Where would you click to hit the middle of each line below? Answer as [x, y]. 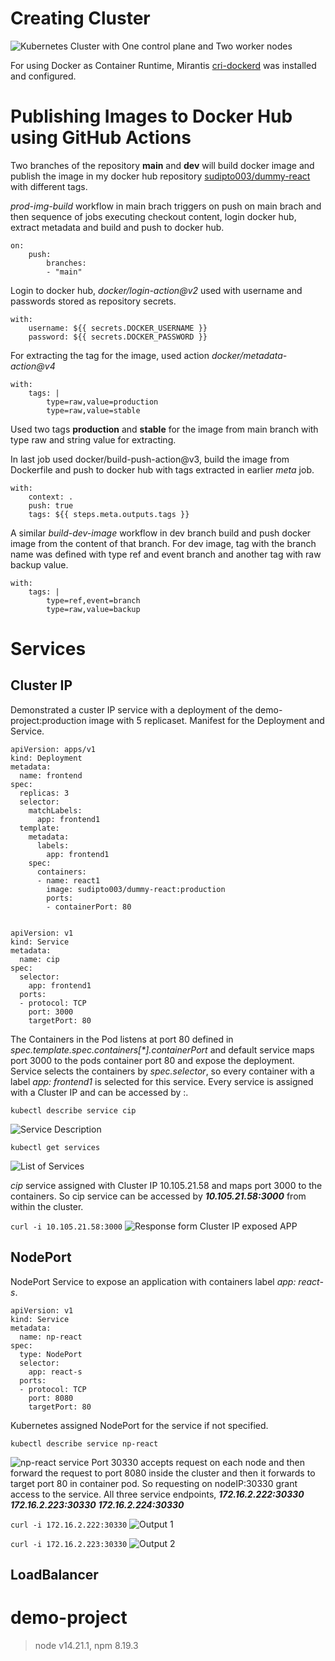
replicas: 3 [44, 793]
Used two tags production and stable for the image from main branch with [164, 429]
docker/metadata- [249, 355]
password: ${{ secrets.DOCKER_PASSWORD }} [118, 337]
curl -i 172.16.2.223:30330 [69, 1544]
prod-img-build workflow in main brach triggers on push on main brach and [166, 206]
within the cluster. [47, 1206]
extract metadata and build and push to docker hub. [117, 227]
